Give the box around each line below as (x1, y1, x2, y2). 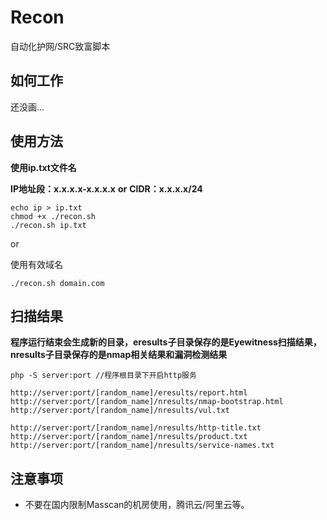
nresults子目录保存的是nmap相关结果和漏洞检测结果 (10, 349, 228, 361)
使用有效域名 (10, 258, 63, 270)
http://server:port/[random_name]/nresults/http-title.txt (10, 423, 262, 433)
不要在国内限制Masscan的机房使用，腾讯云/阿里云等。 (24, 499, 250, 511)
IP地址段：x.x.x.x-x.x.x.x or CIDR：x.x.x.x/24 (10, 182, 203, 195)
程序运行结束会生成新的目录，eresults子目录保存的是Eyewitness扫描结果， (10, 336, 322, 348)
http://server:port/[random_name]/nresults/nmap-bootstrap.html (10, 397, 284, 407)
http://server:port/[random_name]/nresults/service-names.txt (10, 441, 275, 451)
